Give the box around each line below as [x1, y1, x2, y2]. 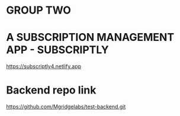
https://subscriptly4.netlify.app [6, 63, 82, 70]
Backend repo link [6, 83, 97, 97]
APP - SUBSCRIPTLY [6, 43, 109, 57]
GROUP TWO [6, 4, 71, 17]
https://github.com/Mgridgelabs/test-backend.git [6, 103, 126, 110]
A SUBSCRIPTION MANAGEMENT [6, 31, 175, 44]
